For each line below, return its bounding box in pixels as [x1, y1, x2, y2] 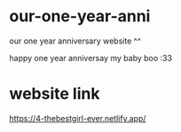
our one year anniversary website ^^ [9, 35, 142, 46]
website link [9, 84, 100, 104]
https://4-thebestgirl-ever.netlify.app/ [9, 113, 146, 123]
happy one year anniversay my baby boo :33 [9, 52, 173, 63]
